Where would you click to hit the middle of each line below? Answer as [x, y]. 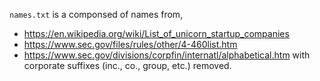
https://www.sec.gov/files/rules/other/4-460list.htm [130, 44]
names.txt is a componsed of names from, [96, 14]
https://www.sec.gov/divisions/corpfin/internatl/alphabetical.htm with [167, 55]
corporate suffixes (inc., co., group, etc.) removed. [127, 65]
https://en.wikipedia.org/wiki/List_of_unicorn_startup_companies [156, 33]
